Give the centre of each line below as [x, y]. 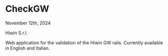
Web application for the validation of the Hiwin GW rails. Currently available [84, 43]
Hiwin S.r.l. [17, 33]
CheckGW [27, 9]
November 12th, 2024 [28, 23]
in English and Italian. [27, 48]
